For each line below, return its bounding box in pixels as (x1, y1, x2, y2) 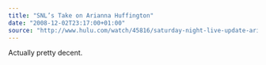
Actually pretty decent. (8, 48, 83, 58)
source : (8, 26, 34, 34)
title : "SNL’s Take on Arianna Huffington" (8, 11, 154, 20)
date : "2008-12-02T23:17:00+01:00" (8, 19, 126, 27)
